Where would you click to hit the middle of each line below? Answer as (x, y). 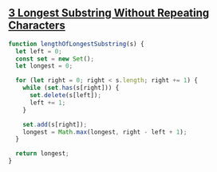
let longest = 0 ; (44, 66)
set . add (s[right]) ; (55, 124)
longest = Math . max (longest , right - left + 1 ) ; (105, 132)
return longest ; (42, 154)
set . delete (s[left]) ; (65, 96)
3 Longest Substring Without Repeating (109, 13)
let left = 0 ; (39, 51)
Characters (37, 26)
